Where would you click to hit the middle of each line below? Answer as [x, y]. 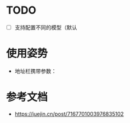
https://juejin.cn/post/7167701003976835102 [69, 114]
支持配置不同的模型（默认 [46, 27]
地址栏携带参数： [35, 71]
